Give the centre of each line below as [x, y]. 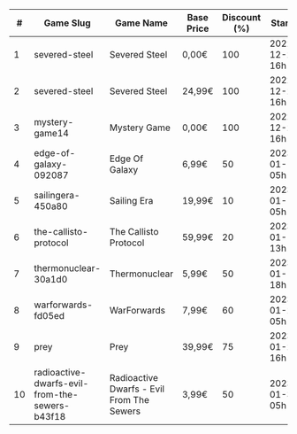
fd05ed [49, 316]
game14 [51, 133]
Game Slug [67, 23]
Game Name [141, 23]
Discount [242, 17]
